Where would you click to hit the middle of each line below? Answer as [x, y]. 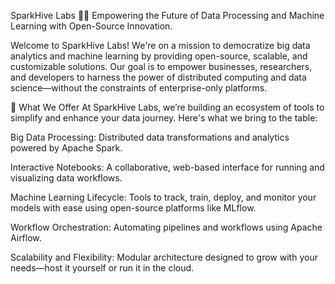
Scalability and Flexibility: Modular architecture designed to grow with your [164, 257]
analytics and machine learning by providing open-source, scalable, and [159, 56]
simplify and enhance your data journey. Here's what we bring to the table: [164, 118]
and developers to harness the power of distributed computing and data [158, 77]
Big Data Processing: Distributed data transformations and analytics [150, 137]
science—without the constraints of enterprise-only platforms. [139, 88]
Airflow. [26, 238]
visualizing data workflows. [66, 178]
